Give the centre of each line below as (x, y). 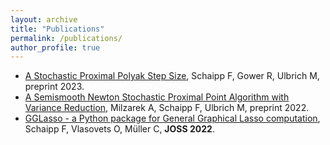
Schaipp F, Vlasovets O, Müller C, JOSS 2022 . (119, 129)
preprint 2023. (54, 87)
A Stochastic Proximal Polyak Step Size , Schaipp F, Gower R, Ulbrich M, (172, 76)
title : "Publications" (57, 29)
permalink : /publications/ (66, 38)
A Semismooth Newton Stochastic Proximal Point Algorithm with (157, 97)
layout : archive (44, 19)
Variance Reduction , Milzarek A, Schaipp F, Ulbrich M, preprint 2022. (167, 108)
